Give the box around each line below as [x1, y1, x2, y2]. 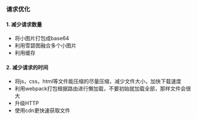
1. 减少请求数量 [6, 20, 42, 27]
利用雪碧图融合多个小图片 [14, 42, 77, 49]
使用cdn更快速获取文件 [14, 107, 70, 114]
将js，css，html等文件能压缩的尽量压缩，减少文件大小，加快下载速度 [14, 78, 182, 85]
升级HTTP [14, 100, 39, 107]
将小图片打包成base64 [14, 35, 69, 42]
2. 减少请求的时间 [6, 64, 49, 71]
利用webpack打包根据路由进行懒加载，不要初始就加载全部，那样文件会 [14, 85, 186, 92]
